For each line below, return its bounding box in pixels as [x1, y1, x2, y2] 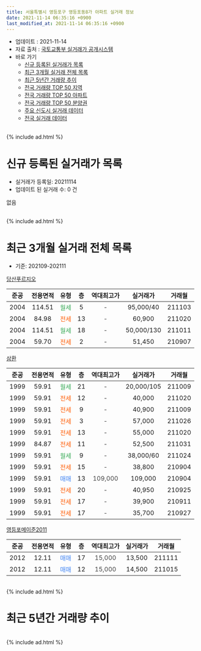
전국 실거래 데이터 [24, 115, 67, 122]
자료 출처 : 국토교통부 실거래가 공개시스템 [15, 45, 114, 53]
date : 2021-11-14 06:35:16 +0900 [6, 15, 92, 21]
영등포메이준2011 [6, 526, 48, 533]
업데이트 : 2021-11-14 [15, 38, 67, 45]
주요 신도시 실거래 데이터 [24, 107, 84, 114]
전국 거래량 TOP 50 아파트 [24, 91, 87, 99]
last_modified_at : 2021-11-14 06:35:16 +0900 [6, 20, 124, 26]
